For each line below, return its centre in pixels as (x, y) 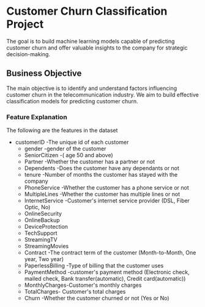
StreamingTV (41, 240)
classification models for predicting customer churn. (73, 101)
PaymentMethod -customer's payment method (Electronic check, (107, 272)
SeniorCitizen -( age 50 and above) (69, 155)
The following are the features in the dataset (62, 130)
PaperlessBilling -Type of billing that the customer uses (94, 266)
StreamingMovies (47, 246)
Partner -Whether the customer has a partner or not (89, 162)
